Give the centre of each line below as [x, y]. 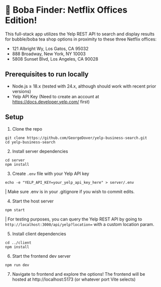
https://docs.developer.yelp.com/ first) [51, 102]
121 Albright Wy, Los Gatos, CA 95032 [50, 48]
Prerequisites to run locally [47, 75]
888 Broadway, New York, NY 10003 [49, 54]
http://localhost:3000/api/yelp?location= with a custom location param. [80, 224]
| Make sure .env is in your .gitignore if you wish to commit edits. [70, 191]
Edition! [21, 20]
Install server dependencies [40, 151]
